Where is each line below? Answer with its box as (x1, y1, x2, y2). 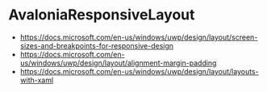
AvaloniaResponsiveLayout (8, 6, 195, 24)
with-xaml (19, 75, 54, 85)
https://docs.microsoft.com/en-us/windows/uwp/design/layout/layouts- (19, 66, 260, 76)
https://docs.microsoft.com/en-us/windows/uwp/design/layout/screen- (19, 32, 258, 42)
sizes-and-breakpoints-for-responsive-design (19, 40, 174, 50)
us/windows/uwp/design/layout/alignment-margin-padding (19, 58, 217, 68)
